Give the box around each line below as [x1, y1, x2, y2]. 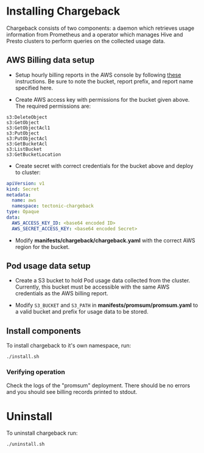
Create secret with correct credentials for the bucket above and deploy [15, 162, 194, 169]
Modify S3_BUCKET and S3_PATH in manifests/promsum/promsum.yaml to [15, 301, 199, 309]
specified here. [15, 84, 54, 91]
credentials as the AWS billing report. [15, 290, 108, 297]
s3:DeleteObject [6, 114, 47, 120]
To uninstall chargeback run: [6, 429, 78, 437]
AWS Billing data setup [6, 55, 95, 65]
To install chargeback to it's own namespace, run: [6, 342, 132, 349]
